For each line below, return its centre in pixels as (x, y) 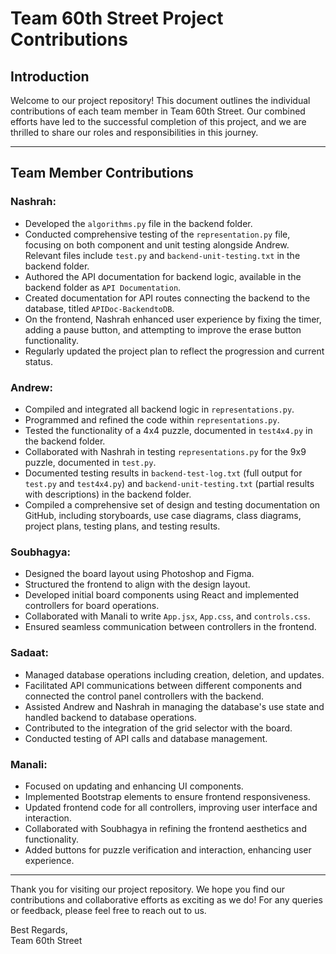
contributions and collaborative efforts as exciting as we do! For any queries (166, 899)
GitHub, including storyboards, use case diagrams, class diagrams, (163, 515)
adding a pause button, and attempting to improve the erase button (163, 329)
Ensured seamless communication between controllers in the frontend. (170, 627)
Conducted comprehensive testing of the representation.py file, (157, 234)
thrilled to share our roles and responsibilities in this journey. (134, 132)
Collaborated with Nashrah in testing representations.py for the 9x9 (165, 451)
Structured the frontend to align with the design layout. (137, 584)
